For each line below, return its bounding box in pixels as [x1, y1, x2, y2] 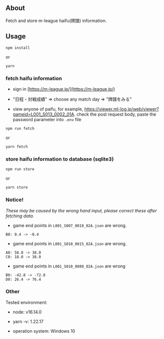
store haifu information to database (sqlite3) [5, 155, 114, 162]
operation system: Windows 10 [12, 328, 75, 334]
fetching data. [5, 213, 34, 219]
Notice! [5, 197, 24, 203]
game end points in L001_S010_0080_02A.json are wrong [12, 263, 126, 269]
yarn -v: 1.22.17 [12, 318, 44, 324]
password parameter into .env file [12, 116, 82, 122]
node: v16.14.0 [12, 309, 42, 315]
